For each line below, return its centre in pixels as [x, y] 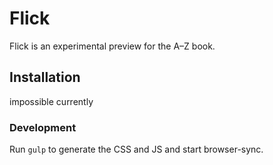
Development [43, 127]
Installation [45, 77]
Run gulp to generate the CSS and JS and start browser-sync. [136, 149]
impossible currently [51, 101]
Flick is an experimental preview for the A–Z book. [112, 46]
